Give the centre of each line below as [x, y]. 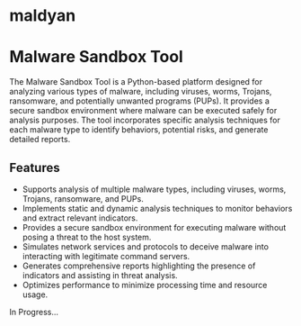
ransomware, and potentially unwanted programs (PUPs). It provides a [139, 101]
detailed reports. [40, 140]
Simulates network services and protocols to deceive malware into [146, 246]
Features [35, 168]
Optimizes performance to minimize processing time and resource [145, 285]
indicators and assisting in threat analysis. [100, 275]
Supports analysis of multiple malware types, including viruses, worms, [154, 189]
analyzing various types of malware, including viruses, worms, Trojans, [141, 92]
